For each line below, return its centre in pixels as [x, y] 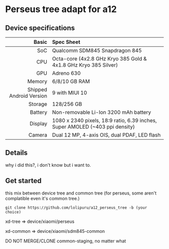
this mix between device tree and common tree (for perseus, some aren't [81, 193]
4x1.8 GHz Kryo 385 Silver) [85, 65]
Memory [37, 81]
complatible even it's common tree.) [43, 198]
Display [38, 123]
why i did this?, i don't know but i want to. [48, 165]
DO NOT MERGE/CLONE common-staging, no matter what [66, 241]
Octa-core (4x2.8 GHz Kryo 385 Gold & [99, 59]
